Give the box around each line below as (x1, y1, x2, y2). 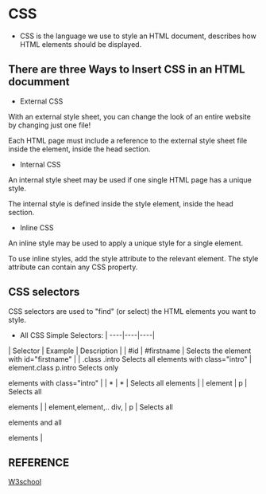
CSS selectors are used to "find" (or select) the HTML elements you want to (8, 306, 256, 316)
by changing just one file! (8, 120, 91, 130)
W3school (8, 477, 42, 487)
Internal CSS (19, 159, 61, 169)
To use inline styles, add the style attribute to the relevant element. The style (8, 253, 259, 263)
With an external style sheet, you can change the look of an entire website (8, 112, 252, 121)
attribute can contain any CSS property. (8, 262, 138, 272)
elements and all (8, 418, 62, 427)
